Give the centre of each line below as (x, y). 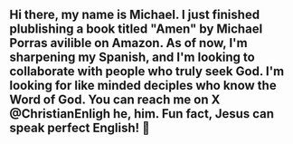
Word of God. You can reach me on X (115, 100)
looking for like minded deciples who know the (143, 86)
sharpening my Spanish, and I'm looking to (132, 58)
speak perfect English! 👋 (80, 128)
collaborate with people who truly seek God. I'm (147, 72)
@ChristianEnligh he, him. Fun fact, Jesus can (142, 114)
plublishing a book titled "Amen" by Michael (136, 29)
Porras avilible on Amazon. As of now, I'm (128, 43)
